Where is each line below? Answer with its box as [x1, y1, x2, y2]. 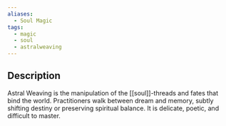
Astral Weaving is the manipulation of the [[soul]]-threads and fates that [7, 88, 219, 97]
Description [7, 70, 61, 82]
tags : [7, 23, 24, 31]
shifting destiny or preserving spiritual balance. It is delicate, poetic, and [7, 104, 220, 112]
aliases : [7, 10, 34, 18]
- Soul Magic [14, 17, 53, 24]
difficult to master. [7, 111, 61, 120]
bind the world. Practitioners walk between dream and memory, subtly [7, 96, 214, 105]
